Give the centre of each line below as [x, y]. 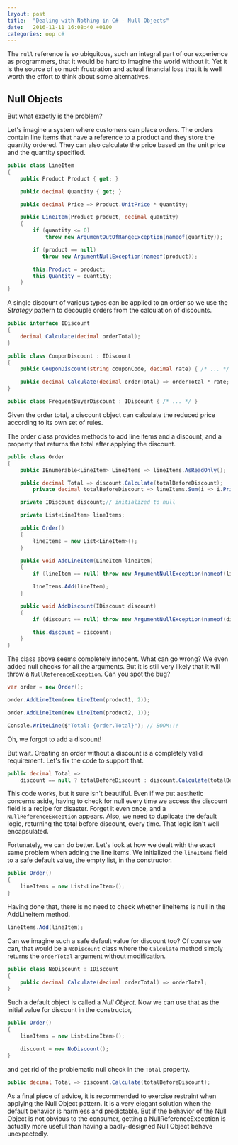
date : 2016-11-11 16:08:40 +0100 [60, 27]
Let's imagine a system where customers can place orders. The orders [110, 130]
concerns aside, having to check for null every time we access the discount [118, 801]
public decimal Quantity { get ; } [71, 192]
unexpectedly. [28, 1134]
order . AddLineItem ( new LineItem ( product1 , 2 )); [79, 700]
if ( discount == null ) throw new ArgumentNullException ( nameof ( [130, 619]
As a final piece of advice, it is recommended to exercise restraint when [112, 1096]
